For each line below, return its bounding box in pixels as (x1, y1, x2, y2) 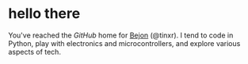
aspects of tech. (8, 47, 62, 56)
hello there (8, 5, 81, 23)
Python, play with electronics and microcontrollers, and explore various (8, 38, 241, 48)
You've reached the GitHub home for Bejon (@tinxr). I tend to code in (8, 30, 234, 40)
